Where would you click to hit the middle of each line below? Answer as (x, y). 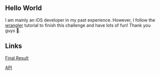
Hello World (23, 8)
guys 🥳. (13, 30)
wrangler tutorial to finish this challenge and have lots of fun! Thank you (78, 25)
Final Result (17, 58)
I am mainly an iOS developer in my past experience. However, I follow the (80, 20)
